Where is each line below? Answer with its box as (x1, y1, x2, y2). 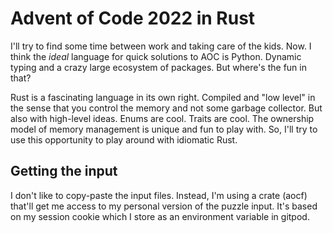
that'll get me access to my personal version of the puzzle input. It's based (10, 200, 318, 212)
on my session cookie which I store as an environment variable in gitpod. (10, 210, 310, 222)
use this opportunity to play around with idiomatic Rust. (10, 133, 238, 146)
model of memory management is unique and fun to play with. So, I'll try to (10, 123, 318, 135)
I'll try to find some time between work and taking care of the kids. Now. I (10, 40, 312, 52)
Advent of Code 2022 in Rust (10, 7, 256, 30)
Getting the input (10, 163, 118, 180)
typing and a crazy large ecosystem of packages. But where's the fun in (10, 61, 307, 73)
